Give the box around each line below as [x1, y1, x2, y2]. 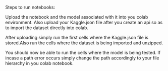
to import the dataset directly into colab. [5, 25, 89, 31]
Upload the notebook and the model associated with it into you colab [5, 14, 148, 20]
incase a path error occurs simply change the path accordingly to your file [5, 55, 159, 61]
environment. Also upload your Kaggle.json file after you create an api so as [5, 20, 163, 25]
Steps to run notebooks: [5, 5, 55, 10]
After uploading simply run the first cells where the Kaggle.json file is [5, 35, 149, 40]
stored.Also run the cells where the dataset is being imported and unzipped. [5, 40, 163, 46]
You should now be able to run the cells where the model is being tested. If [5, 50, 160, 55]
